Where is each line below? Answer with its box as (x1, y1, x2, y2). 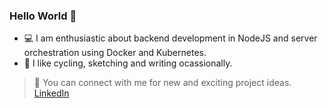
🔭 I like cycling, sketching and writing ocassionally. (23, 57, 233, 69)
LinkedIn (33, 87, 70, 99)
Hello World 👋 (9, 9, 77, 23)
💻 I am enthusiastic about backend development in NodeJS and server (23, 32, 318, 44)
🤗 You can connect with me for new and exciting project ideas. (33, 77, 292, 89)
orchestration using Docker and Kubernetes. (23, 47, 207, 59)
